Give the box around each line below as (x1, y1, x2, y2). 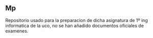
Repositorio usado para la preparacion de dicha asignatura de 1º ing (5, 17, 148, 23)
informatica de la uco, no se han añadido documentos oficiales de (5, 22, 144, 28)
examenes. (5, 27, 29, 34)
